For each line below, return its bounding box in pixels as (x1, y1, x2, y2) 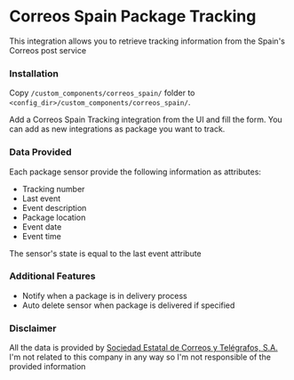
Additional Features (9, 270, 96, 282)
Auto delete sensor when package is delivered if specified (21, 300, 235, 311)
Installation (9, 67, 60, 79)
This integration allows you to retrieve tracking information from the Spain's (9, 36, 286, 46)
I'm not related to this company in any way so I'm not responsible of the (9, 352, 271, 362)
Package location (21, 212, 86, 222)
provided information (9, 361, 86, 372)
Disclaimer (9, 322, 57, 335)
